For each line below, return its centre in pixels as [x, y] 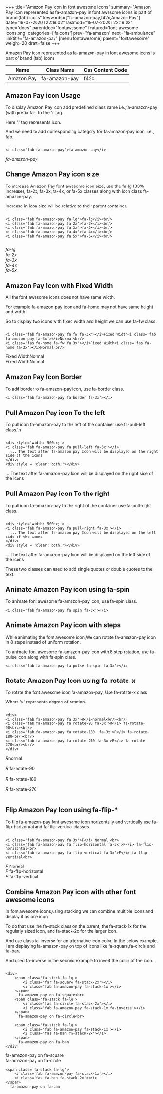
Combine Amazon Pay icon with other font [71, 892]
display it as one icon [27, 916]
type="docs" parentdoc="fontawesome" [46, 28]
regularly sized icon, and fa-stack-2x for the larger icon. [62, 931]
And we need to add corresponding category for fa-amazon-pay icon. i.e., [80, 131]
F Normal [15, 867]
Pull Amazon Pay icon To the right [58, 494]
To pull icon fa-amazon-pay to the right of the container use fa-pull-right [78, 505]
